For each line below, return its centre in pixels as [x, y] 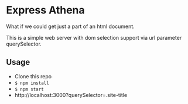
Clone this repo [33, 76]
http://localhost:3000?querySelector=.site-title [71, 95]
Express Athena [45, 10]
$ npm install [32, 83]
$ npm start [29, 89]
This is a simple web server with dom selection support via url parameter [94, 37]
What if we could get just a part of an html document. [70, 26]
